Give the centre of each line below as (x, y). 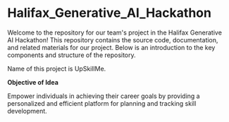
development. (27, 111)
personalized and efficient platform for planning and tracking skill (102, 103)
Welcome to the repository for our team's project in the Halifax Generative (114, 32)
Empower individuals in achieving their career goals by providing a (104, 96)
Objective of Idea (33, 82)
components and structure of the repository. (72, 55)
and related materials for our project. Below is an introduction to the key (111, 47)
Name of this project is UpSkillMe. (57, 68)
